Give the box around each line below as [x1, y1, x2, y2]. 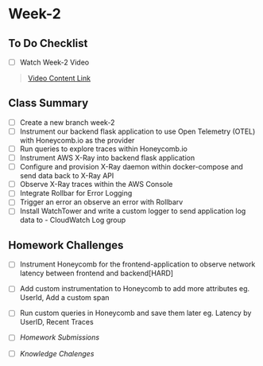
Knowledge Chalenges [19, 348, 95, 358]
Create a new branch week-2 [19, 117, 115, 127]
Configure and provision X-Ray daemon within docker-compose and [19, 162, 244, 172]
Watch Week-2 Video [19, 57, 90, 67]
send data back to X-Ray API [19, 171, 114, 181]
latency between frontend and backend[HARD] [19, 268, 173, 278]
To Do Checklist [8, 37, 88, 50]
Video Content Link [27, 73, 91, 84]
